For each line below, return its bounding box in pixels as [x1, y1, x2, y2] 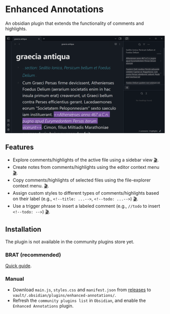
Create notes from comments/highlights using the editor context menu [12, 164, 159, 170]
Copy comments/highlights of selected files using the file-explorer [12, 177, 151, 183]
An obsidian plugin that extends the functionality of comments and [5, 20, 144, 26]
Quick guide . [5, 262, 32, 268]
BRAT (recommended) [5, 251, 61, 258]
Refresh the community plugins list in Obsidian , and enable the [12, 297, 146, 304]
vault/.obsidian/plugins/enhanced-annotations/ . [12, 292, 116, 298]
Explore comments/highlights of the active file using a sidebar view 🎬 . [12, 157, 159, 163]
